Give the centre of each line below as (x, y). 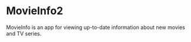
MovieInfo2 (35, 11)
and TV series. (24, 33)
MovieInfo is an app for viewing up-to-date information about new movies (96, 27)
